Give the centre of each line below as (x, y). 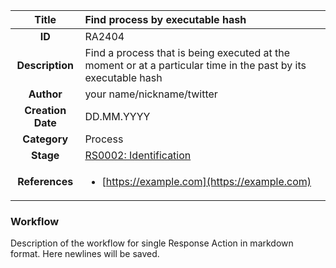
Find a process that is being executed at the (187, 52)
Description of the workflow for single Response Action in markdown (152, 243)
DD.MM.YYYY (117, 116)
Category (45, 139)
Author (45, 94)
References (45, 181)
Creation (45, 110)
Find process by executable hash (165, 19)
